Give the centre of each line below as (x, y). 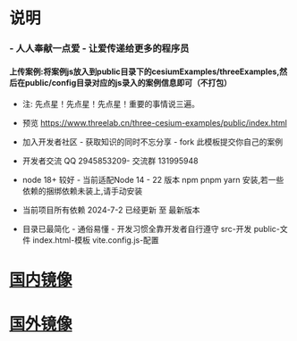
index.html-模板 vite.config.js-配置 (96, 240)
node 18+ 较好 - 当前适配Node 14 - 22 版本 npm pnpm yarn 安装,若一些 (153, 180)
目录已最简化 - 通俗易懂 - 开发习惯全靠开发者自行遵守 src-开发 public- (151, 229)
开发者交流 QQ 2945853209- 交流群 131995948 (110, 161)
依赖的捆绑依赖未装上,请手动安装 (82, 191)
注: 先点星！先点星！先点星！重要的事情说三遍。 (110, 104)
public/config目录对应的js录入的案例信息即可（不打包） (128, 82)
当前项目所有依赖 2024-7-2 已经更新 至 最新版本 (111, 210)
